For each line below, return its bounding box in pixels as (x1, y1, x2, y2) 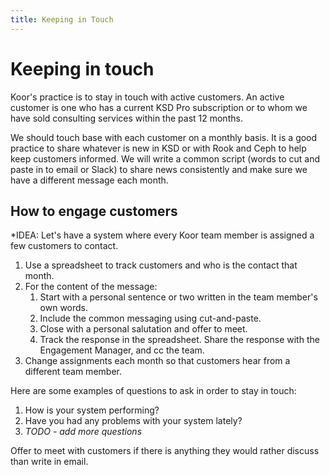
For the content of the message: (24, 281, 158, 293)
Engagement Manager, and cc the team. (39, 344, 205, 356)
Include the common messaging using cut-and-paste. (39, 312, 262, 325)
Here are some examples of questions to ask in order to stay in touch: (10, 385, 297, 397)
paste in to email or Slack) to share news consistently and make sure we (10, 163, 308, 175)
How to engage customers (10, 202, 178, 220)
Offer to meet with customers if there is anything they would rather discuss (10, 445, 320, 457)
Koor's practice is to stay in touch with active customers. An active (10, 91, 285, 103)
